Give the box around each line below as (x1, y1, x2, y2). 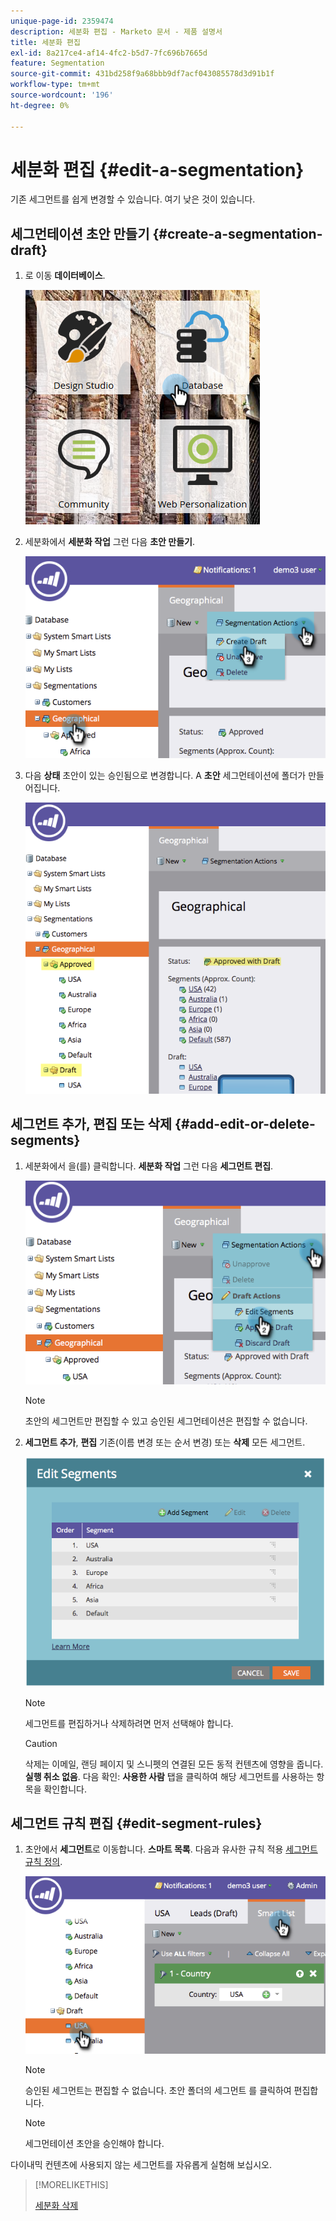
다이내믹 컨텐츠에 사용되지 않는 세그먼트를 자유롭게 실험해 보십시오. (10, 2159, 272, 2171)
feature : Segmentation (10, 58, 105, 69)
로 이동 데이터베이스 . (24, 270, 106, 282)
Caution (24, 1737, 58, 1749)
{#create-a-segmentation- (152, 225, 323, 242)
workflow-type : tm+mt (10, 80, 101, 90)
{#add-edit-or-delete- (174, 1116, 316, 1133)
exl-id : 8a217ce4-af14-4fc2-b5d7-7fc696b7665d (10, 48, 208, 58)
